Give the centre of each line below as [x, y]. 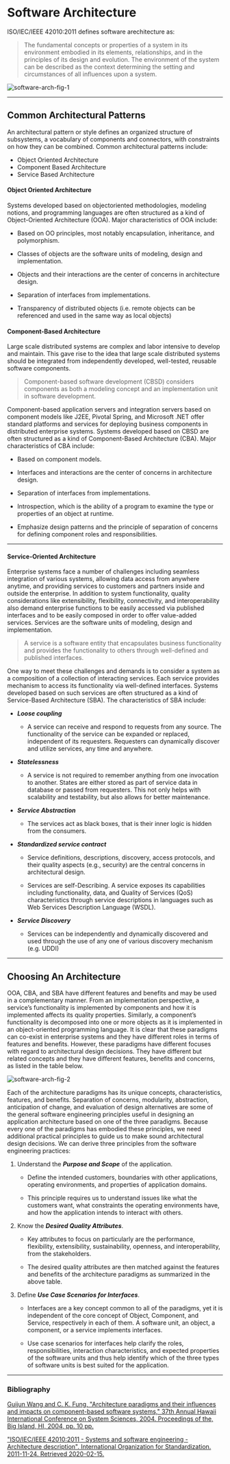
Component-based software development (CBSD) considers [109, 381]
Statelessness [38, 762]
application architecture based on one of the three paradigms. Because [108, 1122]
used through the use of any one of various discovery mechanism [120, 941]
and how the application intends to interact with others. [105, 1213]
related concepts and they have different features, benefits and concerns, [111, 1059]
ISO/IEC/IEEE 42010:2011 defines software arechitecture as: [91, 32]
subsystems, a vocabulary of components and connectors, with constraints [114, 139]
